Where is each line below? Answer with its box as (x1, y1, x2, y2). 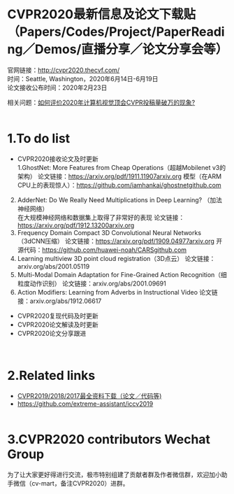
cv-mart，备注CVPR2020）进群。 (31, 479, 129, 487)
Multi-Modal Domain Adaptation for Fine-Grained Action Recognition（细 (17, 270, 227, 278)
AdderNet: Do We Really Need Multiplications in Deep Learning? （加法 (17, 195, 222, 204)
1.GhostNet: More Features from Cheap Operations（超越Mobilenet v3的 (17, 163, 226, 171)
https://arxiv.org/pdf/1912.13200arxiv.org (17, 221, 135, 230)
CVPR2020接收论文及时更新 (17, 155, 99, 163)
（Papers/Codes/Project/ (7, 24, 156, 40)
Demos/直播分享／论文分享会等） (34, 41, 228, 57)
